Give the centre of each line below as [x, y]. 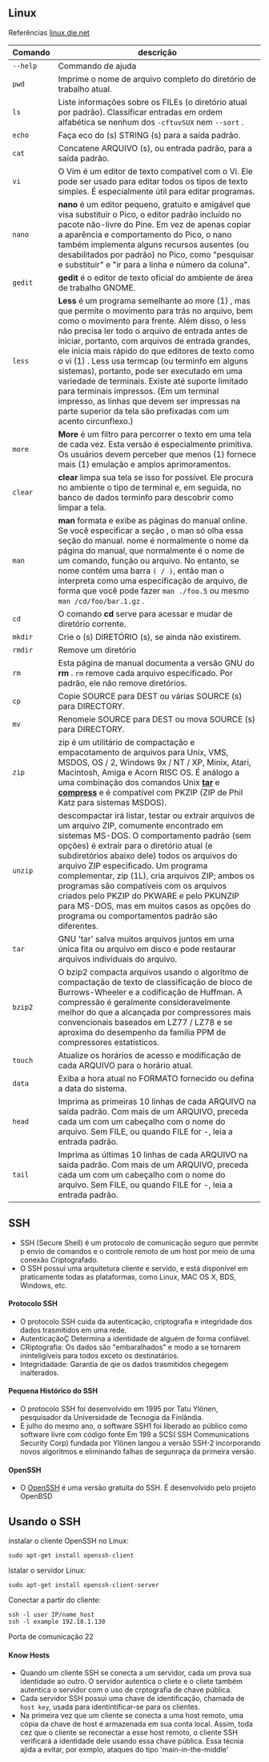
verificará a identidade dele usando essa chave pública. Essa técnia [132, 1741]
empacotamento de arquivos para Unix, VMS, [143, 752]
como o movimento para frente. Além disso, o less [152, 320]
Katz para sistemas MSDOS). [112, 802]
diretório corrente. [92, 624]
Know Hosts [29, 1655]
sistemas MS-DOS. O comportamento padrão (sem [155, 836]
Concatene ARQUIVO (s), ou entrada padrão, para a [155, 148]
